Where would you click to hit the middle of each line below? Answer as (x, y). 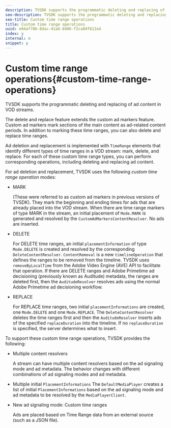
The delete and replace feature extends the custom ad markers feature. (80, 119)
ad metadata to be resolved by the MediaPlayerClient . (69, 395)
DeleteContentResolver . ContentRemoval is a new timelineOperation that (88, 254)
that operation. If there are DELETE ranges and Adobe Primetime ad (83, 271)
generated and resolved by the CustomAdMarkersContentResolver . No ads (88, 218)
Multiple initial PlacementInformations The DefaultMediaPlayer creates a (88, 384)
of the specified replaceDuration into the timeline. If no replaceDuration (88, 323)
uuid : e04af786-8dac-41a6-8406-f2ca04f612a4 (53, 29)
